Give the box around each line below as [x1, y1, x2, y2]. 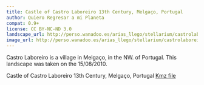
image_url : [6, 37, 34, 43]
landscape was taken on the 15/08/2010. [6, 60, 107, 67]
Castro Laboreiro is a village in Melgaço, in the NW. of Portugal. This [6, 54, 177, 61]
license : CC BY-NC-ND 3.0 [6, 25, 72, 32]
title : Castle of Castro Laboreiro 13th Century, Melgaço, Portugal [6, 8, 183, 15]
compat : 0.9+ [6, 20, 39, 26]
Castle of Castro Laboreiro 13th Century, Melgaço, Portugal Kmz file [6, 72, 176, 79]
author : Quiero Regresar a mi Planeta [6, 15, 104, 21]
